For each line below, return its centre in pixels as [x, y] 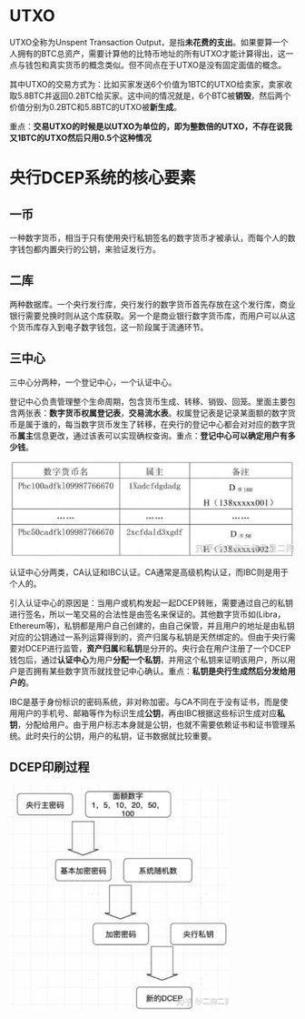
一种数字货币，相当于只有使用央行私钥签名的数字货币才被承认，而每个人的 [148, 237]
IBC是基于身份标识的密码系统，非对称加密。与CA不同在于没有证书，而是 [145, 701]
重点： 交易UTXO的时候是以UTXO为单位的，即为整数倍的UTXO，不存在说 [147, 126]
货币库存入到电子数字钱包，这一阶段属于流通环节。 [113, 327]
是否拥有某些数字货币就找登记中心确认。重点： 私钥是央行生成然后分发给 [152, 671]
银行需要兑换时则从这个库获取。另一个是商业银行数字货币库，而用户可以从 [148, 316]
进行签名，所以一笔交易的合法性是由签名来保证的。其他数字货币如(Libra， [148, 614]
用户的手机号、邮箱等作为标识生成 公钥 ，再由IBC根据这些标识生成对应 [147, 713]
